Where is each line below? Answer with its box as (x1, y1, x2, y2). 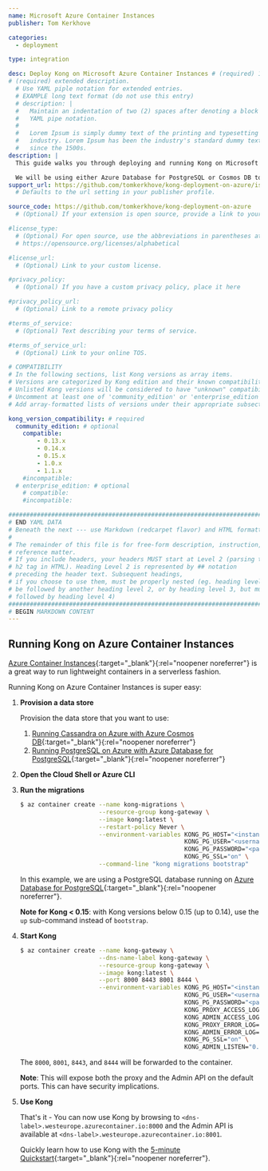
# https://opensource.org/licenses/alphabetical (15, 239, 180, 248)
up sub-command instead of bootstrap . (19, 915, 149, 925)
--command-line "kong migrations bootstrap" (98, 860, 249, 868)
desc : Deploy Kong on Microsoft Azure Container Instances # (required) (8, 70, 255, 78)
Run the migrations (19, 785, 85, 795)
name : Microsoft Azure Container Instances (8, 11, 156, 20)
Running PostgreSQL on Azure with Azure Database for (31, 746, 214, 755)
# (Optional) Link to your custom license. (15, 261, 162, 269)
